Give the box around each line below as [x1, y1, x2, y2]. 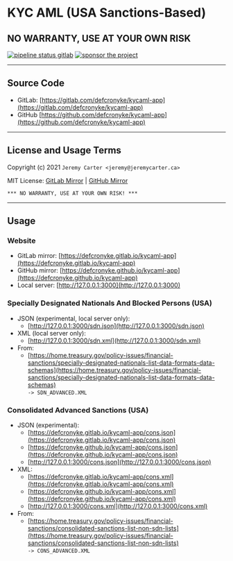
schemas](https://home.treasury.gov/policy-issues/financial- [27, 365, 202, 374]
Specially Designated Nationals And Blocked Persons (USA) [7, 298, 213, 308]
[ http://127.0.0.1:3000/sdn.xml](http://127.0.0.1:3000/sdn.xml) [27, 336, 201, 345]
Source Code [7, 78, 64, 89]
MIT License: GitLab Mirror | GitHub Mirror [7, 176, 128, 184]
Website [7, 236, 36, 245]
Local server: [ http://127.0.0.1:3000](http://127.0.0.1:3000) [17, 281, 180, 289]
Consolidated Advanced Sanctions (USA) [7, 405, 149, 415]
